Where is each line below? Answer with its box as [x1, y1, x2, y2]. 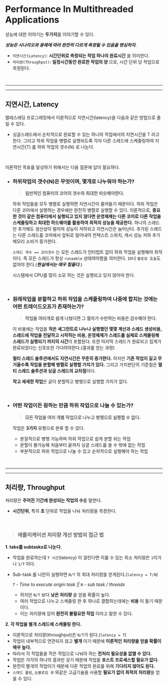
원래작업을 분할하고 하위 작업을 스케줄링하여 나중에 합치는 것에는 [12, 295, 158, 302]
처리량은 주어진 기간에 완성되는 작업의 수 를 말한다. [5, 497, 102, 503]
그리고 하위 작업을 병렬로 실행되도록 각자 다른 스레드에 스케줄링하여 [23, 138, 154, 144]
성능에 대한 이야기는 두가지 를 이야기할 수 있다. [5, 31, 95, 37]
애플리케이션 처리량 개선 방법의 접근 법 [17, 531, 104, 538]
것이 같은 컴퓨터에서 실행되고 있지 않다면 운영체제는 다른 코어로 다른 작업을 [17, 214, 161, 220]
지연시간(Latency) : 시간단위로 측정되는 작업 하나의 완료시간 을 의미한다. [12, 53, 150, 59]
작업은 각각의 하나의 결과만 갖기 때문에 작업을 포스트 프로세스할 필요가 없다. [12, 656, 159, 662]
